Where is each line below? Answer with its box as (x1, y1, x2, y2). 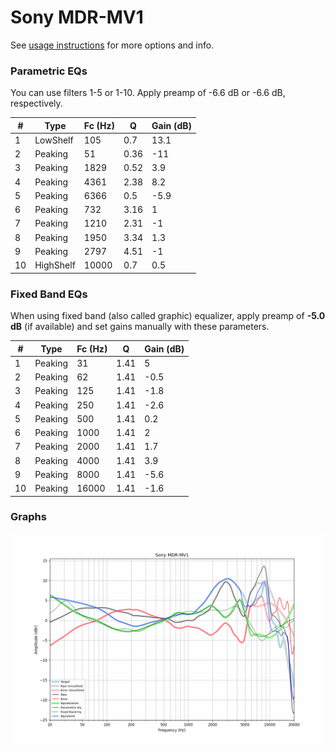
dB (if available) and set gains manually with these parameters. (10, 321, 270, 333)
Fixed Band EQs (10, 287, 88, 301)
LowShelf (34, 134, 74, 146)
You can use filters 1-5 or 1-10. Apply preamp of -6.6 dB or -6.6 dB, (10, 87, 286, 99)
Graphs (10, 510, 47, 524)
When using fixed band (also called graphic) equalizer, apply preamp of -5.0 (10, 310, 326, 322)
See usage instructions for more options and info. (10, 39, 215, 51)
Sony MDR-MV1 (10, 6, 144, 29)
